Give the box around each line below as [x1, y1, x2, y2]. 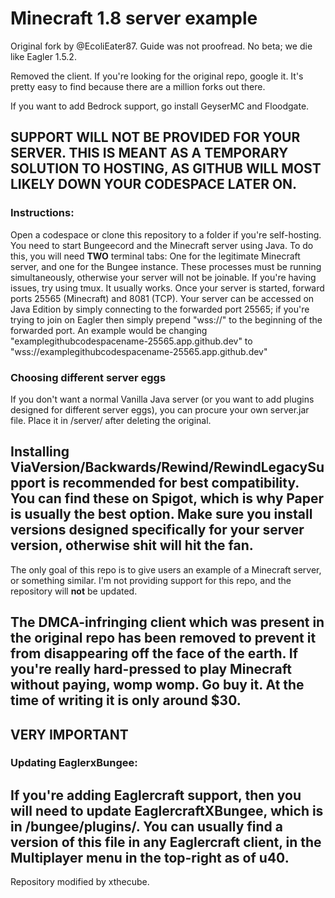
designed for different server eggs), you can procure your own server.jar [10, 403, 310, 416]
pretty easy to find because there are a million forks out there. [10, 80, 266, 92]
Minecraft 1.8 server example [10, 7, 258, 30]
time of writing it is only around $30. [10, 692, 242, 709]
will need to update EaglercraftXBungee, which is [10, 802, 324, 819]
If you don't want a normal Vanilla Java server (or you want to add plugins [10, 393, 315, 405]
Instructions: [10, 206, 75, 220]
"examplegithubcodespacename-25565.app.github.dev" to [10, 335, 253, 347]
